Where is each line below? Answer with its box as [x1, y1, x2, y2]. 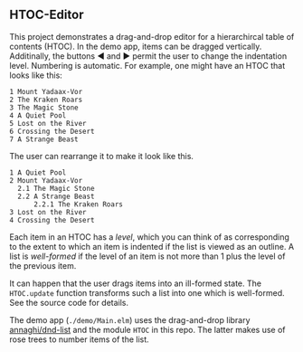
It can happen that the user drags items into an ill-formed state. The [9, 278, 262, 289]
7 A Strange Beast [9, 135, 79, 144]
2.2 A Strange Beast [17, 192, 95, 201]
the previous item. [9, 260, 77, 271]
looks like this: [9, 70, 63, 81]
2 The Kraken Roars [9, 95, 83, 104]
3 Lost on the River [9, 207, 88, 216]
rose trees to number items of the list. [9, 334, 149, 345]
